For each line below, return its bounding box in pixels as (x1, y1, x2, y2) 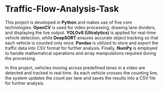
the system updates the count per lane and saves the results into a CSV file (5, 75, 156, 81)
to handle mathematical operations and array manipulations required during (5, 50, 157, 56)
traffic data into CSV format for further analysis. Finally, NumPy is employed (5, 45, 158, 51)
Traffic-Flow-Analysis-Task (5, 3, 119, 15)
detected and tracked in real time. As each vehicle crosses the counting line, (5, 70, 159, 76)
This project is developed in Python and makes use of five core (5, 19, 132, 25)
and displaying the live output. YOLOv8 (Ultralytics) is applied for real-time (5, 30, 156, 35)
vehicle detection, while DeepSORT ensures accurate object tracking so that (5, 35, 159, 41)
